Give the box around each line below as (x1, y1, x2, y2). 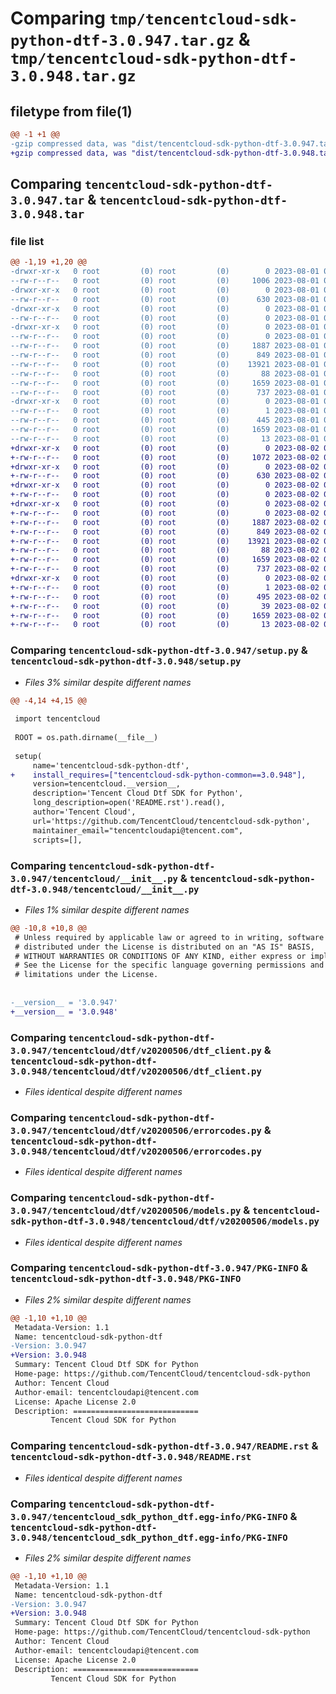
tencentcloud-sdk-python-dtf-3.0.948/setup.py (10, 656, 242, 667)
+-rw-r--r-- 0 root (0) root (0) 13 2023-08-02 (10, 620, 320, 630)
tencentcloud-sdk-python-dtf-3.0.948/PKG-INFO (10, 1273, 242, 1285)
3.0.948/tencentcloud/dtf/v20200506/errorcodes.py (10, 1145, 262, 1157)
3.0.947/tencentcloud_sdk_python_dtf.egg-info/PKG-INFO (10, 1511, 288, 1522)
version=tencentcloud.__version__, (32, 779, 182, 789)
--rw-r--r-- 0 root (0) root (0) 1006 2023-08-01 (10, 276, 320, 286)
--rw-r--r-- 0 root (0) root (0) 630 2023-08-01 (10, 294, 320, 304)
